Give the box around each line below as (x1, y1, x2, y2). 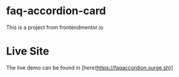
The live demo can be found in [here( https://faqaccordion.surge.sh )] (6, 64, 174, 71)
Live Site (6, 44, 49, 58)
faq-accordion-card (6, 4, 107, 18)
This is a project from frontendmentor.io (6, 24, 104, 31)
